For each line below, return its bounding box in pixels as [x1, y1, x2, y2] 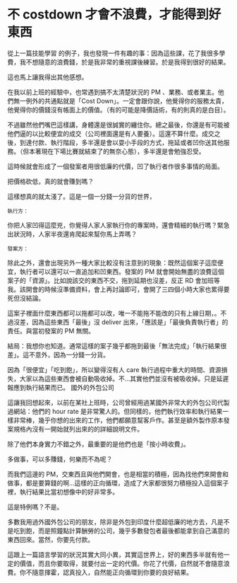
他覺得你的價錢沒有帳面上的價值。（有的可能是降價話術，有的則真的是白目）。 [7, 105, 230, 114]
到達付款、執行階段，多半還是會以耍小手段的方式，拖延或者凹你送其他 [19, 138, 224, 146]
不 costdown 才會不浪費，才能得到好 [7, 6, 221, 23]
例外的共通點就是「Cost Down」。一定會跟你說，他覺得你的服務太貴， [25, 96, 228, 105]
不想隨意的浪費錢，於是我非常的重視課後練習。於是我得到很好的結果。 [25, 57, 230, 66]
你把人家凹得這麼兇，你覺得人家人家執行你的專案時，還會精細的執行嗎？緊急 [7, 221, 230, 229]
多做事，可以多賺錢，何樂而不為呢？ [7, 454, 113, 463]
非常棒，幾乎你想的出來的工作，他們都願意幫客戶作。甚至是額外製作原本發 [13, 415, 230, 425]
